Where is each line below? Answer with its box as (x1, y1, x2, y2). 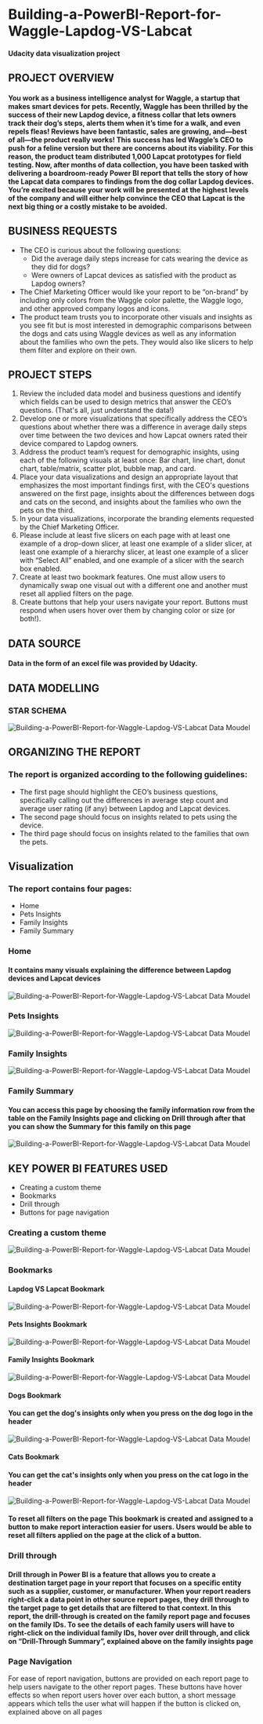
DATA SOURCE (8, 637, 81, 650)
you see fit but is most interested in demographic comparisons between (19, 320, 252, 330)
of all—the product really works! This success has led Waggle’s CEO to (8, 135, 243, 144)
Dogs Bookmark (8, 1390, 62, 1400)
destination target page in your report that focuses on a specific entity (8, 1578, 242, 1587)
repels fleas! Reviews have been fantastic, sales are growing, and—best (8, 126, 247, 136)
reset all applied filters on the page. (19, 589, 135, 598)
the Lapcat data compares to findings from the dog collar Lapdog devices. (8, 177, 254, 186)
